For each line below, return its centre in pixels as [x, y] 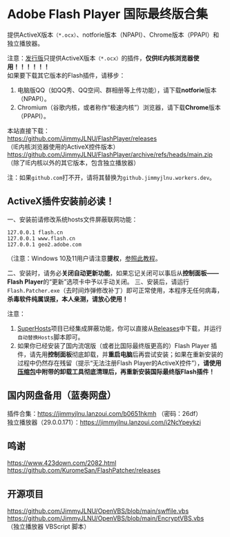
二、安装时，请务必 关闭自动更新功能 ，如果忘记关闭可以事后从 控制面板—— [113, 273]
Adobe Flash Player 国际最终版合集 [108, 14]
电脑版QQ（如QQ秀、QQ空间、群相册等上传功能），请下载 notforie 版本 [117, 90]
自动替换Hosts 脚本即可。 [50, 337]
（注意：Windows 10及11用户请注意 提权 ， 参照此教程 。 [84, 258]
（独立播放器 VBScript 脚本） [49, 527]
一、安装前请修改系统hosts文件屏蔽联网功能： [73, 219]
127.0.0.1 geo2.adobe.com [44, 244]
